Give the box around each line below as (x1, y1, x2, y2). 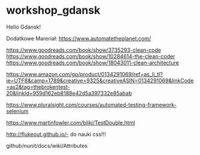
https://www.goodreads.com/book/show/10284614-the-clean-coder (6, 52, 175, 60)
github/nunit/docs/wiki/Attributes (6, 142, 88, 149)
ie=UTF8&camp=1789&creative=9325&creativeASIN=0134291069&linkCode (6, 77, 194, 84)
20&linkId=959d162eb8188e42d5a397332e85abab (6, 89, 132, 97)
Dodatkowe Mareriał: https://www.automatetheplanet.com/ (6, 35, 151, 42)
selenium (6, 107, 29, 114)
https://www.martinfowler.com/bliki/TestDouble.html (6, 119, 135, 126)
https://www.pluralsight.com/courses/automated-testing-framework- (6, 101, 177, 108)
